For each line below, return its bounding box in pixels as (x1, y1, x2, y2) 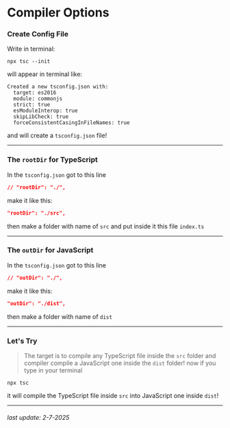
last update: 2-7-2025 (7, 414, 70, 422)
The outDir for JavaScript (7, 246, 94, 255)
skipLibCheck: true (13, 113, 69, 121)
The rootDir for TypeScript (7, 155, 98, 165)
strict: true (13, 102, 51, 108)
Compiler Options (7, 5, 110, 21)
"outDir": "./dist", (7, 300, 66, 307)
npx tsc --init (7, 58, 51, 65)
